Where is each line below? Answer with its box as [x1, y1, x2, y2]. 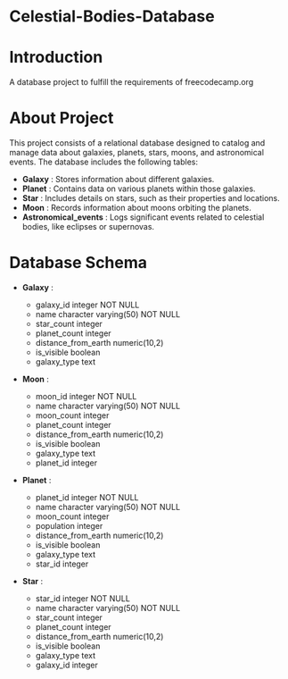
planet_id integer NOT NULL [35, 492, 140, 502]
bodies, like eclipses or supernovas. [21, 222, 154, 232]
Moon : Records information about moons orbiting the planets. [21, 203, 251, 214]
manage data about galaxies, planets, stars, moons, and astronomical [9, 147, 265, 158]
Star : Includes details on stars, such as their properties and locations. [21, 193, 281, 204]
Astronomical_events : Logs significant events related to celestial [21, 212, 265, 222]
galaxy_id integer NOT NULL [35, 299, 140, 310]
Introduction [9, 47, 103, 68]
